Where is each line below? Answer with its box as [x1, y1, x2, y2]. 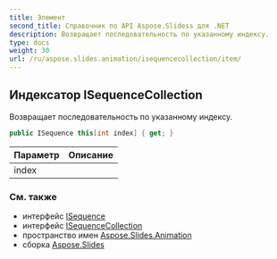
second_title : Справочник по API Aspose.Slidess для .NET [9, 21, 230, 30]
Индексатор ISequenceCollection [9, 88, 203, 103]
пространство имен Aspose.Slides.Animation [21, 230, 192, 240]
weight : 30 [9, 46, 50, 55]
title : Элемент [9, 13, 66, 22]
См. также [9, 190, 57, 203]
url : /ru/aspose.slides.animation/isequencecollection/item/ [9, 54, 242, 63]
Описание [68, 148, 114, 161]
